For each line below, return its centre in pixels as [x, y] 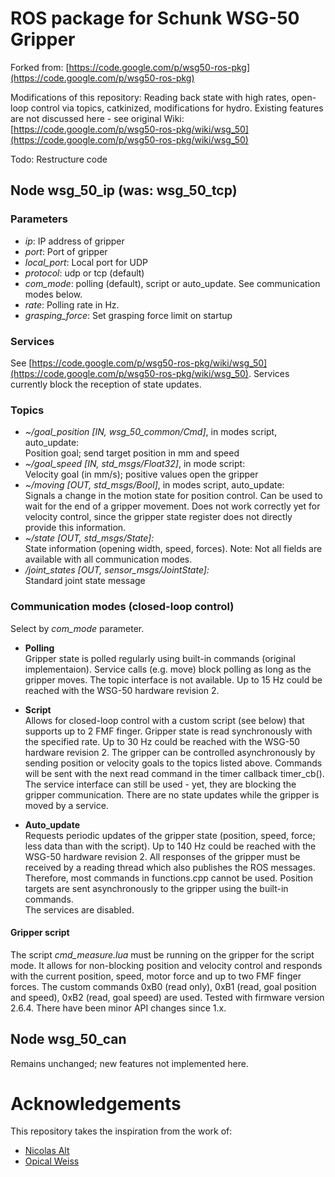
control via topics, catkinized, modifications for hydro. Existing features [177, 108]
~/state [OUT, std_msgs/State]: [89, 538]
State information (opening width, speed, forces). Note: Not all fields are [173, 549]
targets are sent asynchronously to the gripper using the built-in [156, 888]
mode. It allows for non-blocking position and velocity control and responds [166, 965]
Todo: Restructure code [59, 159]
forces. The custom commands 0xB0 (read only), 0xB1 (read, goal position [163, 986]
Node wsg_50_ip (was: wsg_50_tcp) [124, 190]
